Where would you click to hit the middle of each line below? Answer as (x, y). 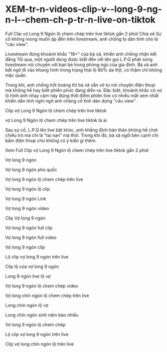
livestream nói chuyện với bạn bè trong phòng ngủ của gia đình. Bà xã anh (82, 64)
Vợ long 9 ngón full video (31, 237)
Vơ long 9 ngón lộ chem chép (35, 324)
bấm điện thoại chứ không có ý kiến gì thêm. (51, 140)
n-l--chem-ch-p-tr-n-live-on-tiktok (80, 20)
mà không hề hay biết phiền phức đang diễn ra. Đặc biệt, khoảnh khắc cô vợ (83, 90)
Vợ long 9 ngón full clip (29, 227)
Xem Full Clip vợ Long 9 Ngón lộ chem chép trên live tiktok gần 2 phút (77, 150)
